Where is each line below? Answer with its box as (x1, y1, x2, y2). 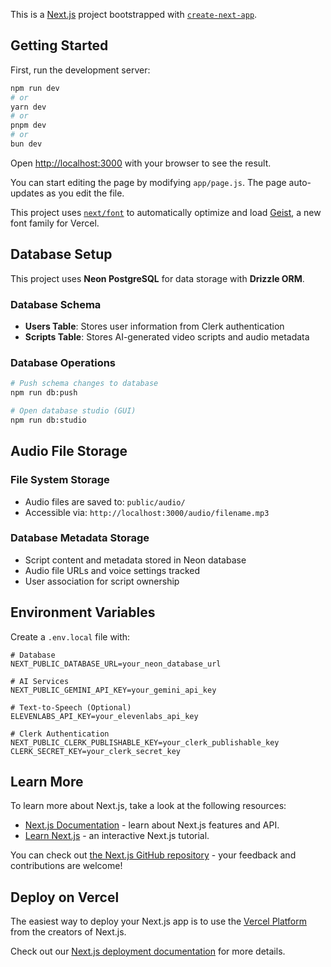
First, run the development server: (10, 64, 151, 76)
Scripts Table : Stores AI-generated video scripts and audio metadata (24, 331, 310, 343)
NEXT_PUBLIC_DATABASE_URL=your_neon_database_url (10, 659, 222, 669)
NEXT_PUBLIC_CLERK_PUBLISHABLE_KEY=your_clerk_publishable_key (10, 737, 280, 748)
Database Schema (10, 297, 102, 311)
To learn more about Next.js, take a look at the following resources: (10, 800, 287, 812)
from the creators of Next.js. (10, 926, 127, 938)
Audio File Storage (10, 443, 128, 460)
